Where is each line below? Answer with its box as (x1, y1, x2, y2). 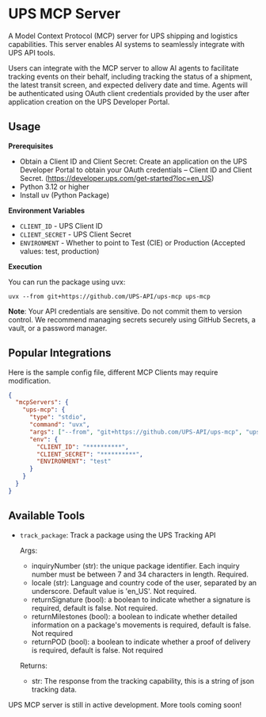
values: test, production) (19, 246, 100, 256)
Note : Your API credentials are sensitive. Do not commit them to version (8, 306, 243, 316)
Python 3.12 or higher (19, 182, 89, 191)
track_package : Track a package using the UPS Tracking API (19, 530, 216, 540)
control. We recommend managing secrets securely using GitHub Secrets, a (8, 314, 256, 324)
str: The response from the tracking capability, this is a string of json (31, 676, 255, 685)
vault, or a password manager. (8, 323, 108, 333)
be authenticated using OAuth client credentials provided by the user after (8, 88, 250, 98)
